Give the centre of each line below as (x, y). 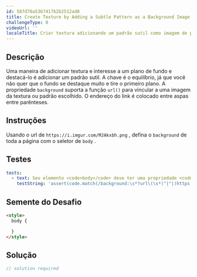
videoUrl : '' (22, 28)
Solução (21, 255)
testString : (31, 184)
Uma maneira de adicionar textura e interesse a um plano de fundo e (89, 71)
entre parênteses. (27, 102)
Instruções (26, 121)
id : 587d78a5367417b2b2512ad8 (43, 11)
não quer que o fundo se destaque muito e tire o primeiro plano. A (86, 83)
